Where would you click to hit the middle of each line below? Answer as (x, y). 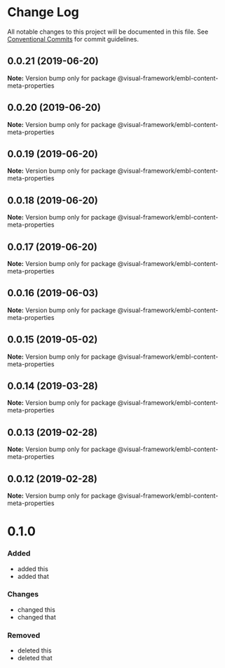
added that (33, 576)
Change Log (43, 12)
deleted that (35, 658)
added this (33, 568)
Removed (24, 635)
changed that (36, 617)
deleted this (34, 650)
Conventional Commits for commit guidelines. (73, 39)
